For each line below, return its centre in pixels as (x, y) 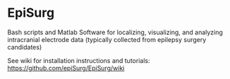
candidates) (25, 47)
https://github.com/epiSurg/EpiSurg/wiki (66, 68)
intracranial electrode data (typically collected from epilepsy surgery (107, 39)
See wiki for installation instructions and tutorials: (79, 60)
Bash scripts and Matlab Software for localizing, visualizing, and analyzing (115, 32)
